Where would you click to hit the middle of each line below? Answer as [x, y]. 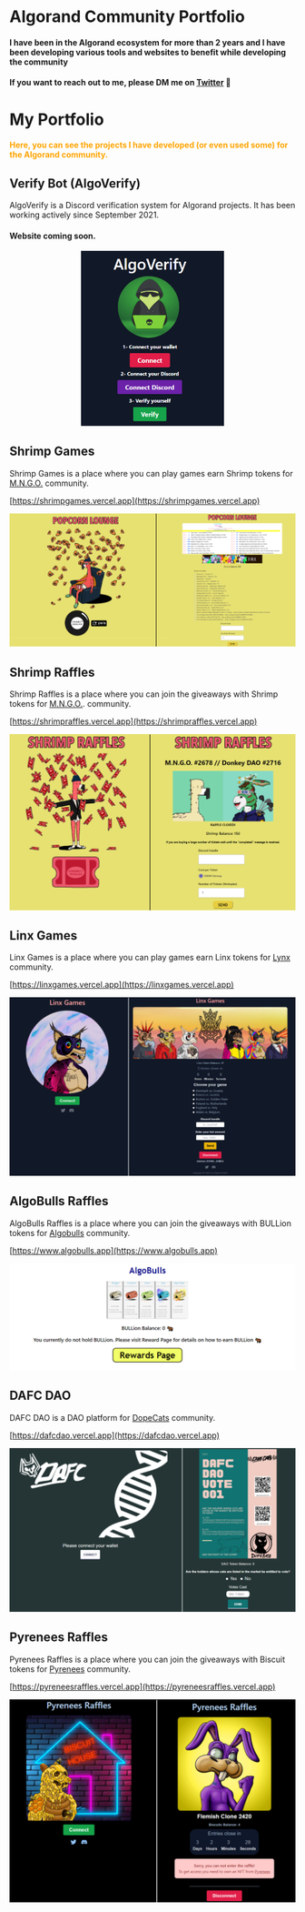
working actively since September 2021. [84, 215]
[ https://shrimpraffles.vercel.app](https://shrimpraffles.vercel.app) [133, 721]
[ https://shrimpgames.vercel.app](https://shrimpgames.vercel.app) [135, 500]
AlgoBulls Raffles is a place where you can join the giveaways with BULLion [151, 1223]
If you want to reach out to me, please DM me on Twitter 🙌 [120, 83]
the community [39, 62]
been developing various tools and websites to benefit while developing [148, 52]
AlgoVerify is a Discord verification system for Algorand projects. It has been [152, 205]
